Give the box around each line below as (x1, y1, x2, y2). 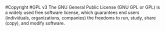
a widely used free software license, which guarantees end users (5, 9, 139, 15)
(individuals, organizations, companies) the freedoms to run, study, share (5, 15, 156, 20)
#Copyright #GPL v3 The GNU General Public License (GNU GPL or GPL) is (5, 4, 160, 10)
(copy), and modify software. (5, 20, 65, 26)
